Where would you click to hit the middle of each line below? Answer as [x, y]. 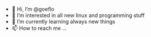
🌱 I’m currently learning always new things [63, 21]
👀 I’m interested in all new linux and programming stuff [78, 15]
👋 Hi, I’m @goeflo [33, 9]
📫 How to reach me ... [39, 28]
